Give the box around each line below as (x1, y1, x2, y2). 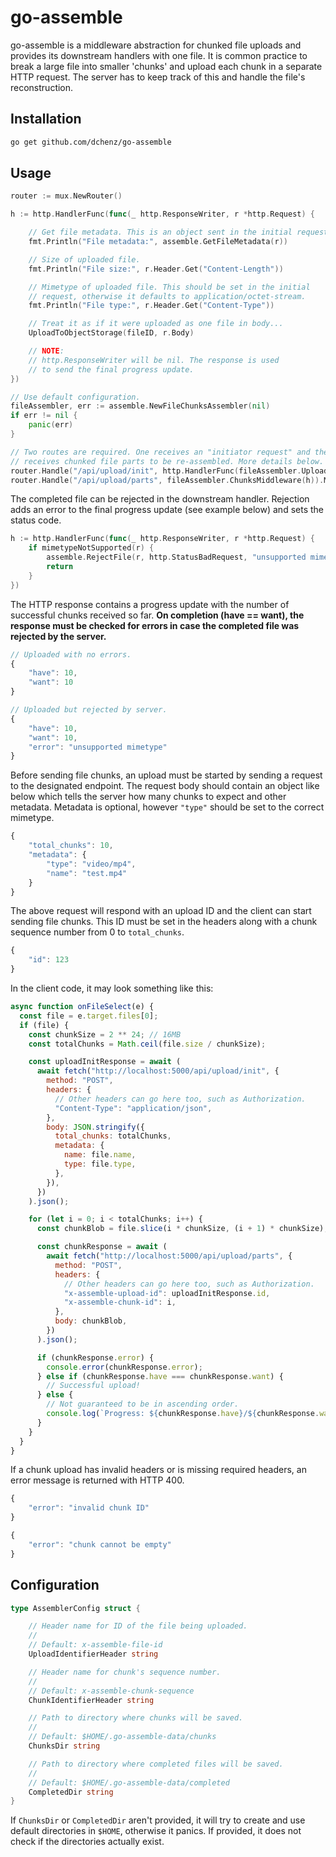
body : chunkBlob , (54, 1316, 128, 1326)
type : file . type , (63, 1159, 137, 1170)
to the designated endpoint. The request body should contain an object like (10, 780, 320, 792)
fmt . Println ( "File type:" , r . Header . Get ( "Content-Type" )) (28, 301, 275, 311)
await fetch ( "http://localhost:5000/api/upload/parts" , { (46, 1251, 293, 1261)
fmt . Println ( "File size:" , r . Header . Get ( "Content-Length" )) (28, 264, 284, 274)
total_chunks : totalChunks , (54, 1131, 172, 1141)
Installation (10, 111, 82, 128)
